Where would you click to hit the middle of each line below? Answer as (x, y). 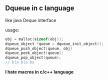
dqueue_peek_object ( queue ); (34, 53)
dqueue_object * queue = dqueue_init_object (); (54, 44)
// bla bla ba (20, 62)
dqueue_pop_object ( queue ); (33, 58)
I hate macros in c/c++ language (39, 72)
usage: (12, 30)
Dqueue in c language (40, 8)
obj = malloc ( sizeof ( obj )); (34, 39)
